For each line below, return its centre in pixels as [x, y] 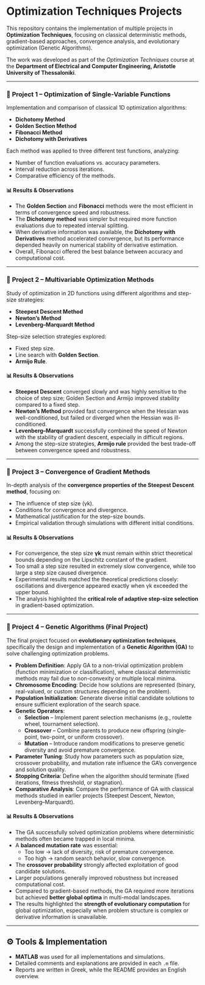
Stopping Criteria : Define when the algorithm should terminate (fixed [102, 776]
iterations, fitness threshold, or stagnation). [69, 782]
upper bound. [32, 592]
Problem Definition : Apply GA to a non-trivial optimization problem [99, 665]
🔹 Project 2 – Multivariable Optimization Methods [80, 280]
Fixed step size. [35, 348]
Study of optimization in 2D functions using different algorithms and [92, 293]
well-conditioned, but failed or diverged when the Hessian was [94, 417]
